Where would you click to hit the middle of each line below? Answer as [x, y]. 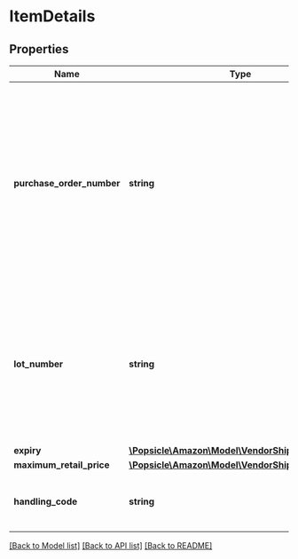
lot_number [39, 364]
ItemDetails [52, 16]
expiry [27, 450]
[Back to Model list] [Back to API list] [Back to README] [111, 546]
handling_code [46, 501]
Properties [39, 49]
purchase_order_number [67, 183]
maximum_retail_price [62, 465]
